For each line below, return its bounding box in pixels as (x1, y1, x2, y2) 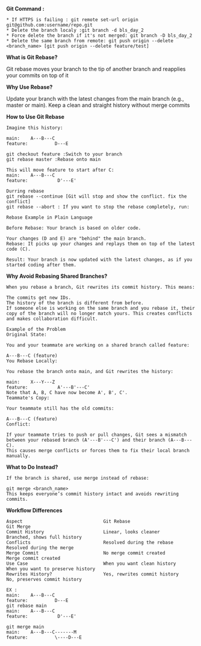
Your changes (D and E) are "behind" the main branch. (6, 236, 147, 242)
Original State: (6, 331, 47, 337)
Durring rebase (6, 188, 45, 194)
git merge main (6, 624, 45, 630)
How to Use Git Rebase (6, 113, 65, 120)
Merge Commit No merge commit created (6, 550, 165, 556)
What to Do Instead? (6, 463, 58, 471)
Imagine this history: (6, 125, 63, 131)
